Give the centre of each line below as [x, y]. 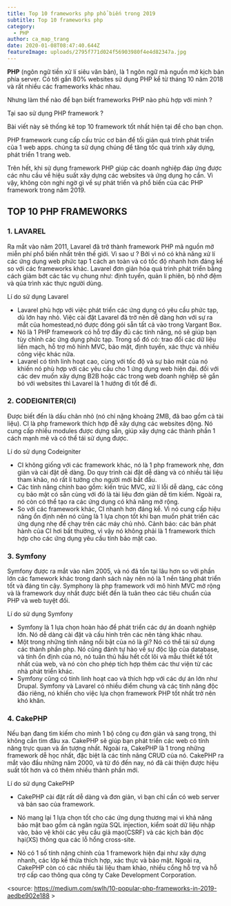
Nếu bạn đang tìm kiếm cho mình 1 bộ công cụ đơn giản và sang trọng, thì [112, 733]
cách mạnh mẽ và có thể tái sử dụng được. [68, 438]
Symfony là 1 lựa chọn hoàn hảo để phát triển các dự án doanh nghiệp [117, 627]
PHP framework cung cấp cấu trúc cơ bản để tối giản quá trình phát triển [110, 139]
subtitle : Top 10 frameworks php [55, 20]
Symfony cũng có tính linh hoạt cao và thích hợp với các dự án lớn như [117, 679]
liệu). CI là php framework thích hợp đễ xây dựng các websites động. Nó [110, 423]
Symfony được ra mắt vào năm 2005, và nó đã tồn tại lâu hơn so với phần [111, 571]
